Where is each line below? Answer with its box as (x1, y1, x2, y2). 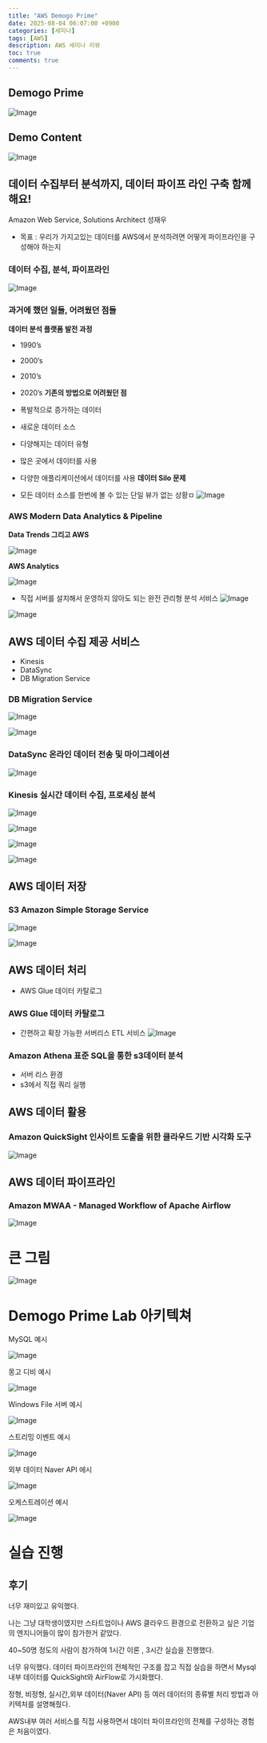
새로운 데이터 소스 (19, 422, 76, 432)
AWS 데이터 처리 (8, 963, 87, 977)
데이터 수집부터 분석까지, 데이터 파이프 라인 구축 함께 (8, 177, 252, 191)
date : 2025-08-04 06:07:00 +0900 (8, 19, 120, 27)
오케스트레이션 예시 (8, 1498, 69, 1507)
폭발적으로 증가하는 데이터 (19, 404, 102, 414)
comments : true (8, 57, 59, 65)
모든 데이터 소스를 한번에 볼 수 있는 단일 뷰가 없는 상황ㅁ (19, 490, 195, 500)
